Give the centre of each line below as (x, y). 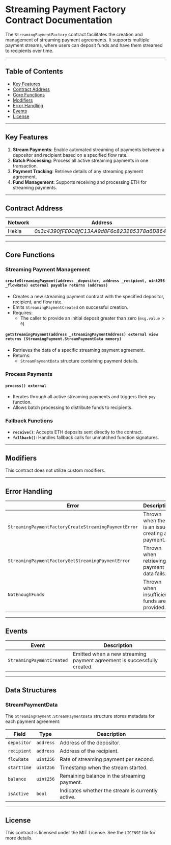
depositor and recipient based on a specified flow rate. (70, 155)
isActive (18, 793)
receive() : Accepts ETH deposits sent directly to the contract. (78, 432)
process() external (26, 386)
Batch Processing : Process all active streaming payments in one (80, 160)
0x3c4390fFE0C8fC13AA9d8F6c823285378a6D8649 (102, 231)
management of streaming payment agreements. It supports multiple (77, 40)
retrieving (155, 561)
